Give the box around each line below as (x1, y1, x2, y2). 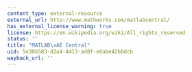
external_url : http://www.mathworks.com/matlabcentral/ (7, 16, 170, 23)
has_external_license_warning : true (7, 23, 112, 29)
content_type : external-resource (7, 10, 103, 17)
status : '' (7, 36, 38, 43)
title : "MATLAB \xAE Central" (7, 42, 91, 49)
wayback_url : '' (7, 55, 53, 62)
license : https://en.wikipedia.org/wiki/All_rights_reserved (7, 29, 186, 36)
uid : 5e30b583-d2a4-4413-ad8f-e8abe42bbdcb (7, 49, 134, 56)
